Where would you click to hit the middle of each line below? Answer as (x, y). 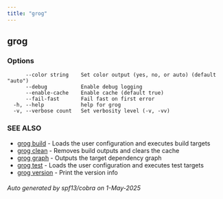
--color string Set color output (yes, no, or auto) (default (120, 75)
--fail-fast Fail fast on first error (90, 99)
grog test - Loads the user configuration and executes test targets (110, 165)
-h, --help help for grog (67, 105)
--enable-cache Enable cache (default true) (95, 93)
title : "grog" (27, 13)
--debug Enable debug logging (84, 87)
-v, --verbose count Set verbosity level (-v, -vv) (92, 111)
